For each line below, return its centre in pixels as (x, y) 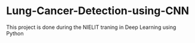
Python (15, 33)
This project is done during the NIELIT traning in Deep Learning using (91, 27)
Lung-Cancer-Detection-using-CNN (98, 11)
